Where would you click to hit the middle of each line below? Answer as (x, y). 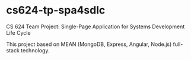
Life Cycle (18, 32)
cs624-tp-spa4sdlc (56, 10)
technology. (35, 50)
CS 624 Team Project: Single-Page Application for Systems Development (95, 26)
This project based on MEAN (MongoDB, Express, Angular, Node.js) (89, 44)
